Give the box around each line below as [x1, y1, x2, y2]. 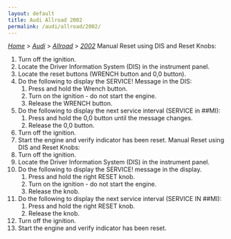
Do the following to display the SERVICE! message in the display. [17, 165, 203, 173]
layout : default [8, 10, 55, 17]
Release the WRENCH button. [28, 99, 113, 108]
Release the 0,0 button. [28, 122, 95, 130]
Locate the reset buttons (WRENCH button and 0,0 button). [17, 70, 186, 78]
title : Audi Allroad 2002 [8, 17, 82, 23]
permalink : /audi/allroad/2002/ [8, 23, 101, 30]
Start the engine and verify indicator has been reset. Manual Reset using [17, 136, 224, 144]
